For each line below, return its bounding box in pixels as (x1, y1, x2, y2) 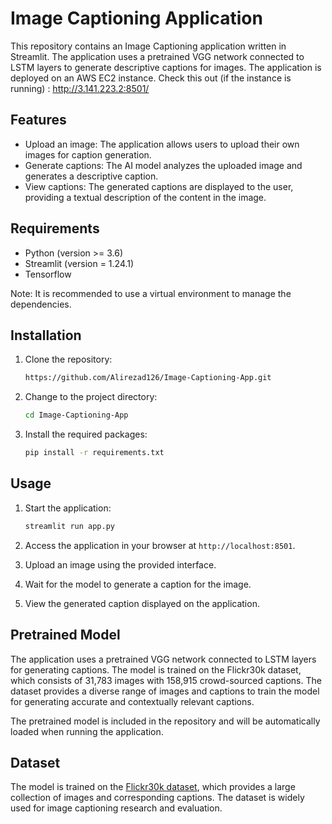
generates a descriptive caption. (24, 170, 159, 182)
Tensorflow (24, 268, 72, 280)
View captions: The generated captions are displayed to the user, (24, 180, 294, 192)
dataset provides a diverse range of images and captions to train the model (10, 685, 320, 697)
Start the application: (24, 502, 112, 514)
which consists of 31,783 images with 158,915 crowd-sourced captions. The (10, 674, 322, 686)
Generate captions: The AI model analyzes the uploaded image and (24, 159, 303, 171)
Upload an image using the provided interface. (24, 558, 217, 571)
